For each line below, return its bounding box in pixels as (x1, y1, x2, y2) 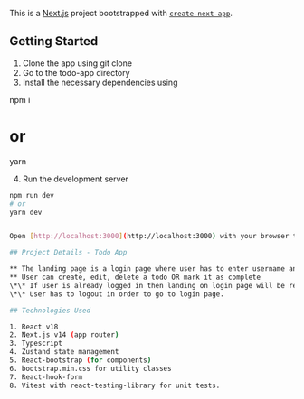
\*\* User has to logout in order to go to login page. (9, 289, 224, 299)
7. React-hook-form (9, 372, 83, 382)
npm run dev (9, 190, 54, 199)
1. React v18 (9, 322, 59, 331)
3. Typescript (9, 339, 63, 348)
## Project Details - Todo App (9, 248, 128, 257)
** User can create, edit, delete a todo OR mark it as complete (9, 273, 261, 282)
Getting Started (9, 33, 99, 49)
